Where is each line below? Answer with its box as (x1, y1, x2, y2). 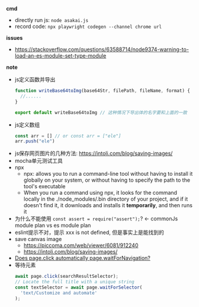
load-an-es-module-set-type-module (14, 52, 107, 59)
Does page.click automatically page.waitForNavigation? (14, 255, 151, 262)
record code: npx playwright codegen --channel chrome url (14, 23, 162, 30)
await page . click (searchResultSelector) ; (14, 273, 119, 280)
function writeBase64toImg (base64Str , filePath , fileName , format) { (14, 88, 191, 94)
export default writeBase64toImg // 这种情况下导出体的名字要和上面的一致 (14, 109, 188, 115)
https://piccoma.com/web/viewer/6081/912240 (23, 242, 139, 249)
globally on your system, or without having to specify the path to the (23, 176, 191, 183)
